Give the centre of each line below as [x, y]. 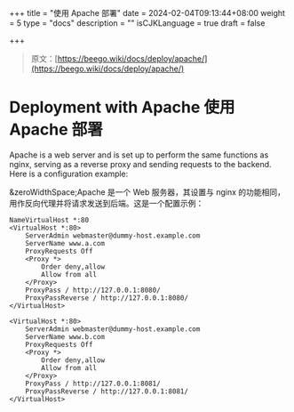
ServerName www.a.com [65, 243]
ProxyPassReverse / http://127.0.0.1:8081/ [107, 391]
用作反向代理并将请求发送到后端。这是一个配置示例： [107, 203]
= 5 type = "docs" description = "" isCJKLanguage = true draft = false [137, 23]
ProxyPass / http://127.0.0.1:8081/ [93, 384]
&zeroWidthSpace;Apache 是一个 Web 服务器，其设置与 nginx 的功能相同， [147, 192]
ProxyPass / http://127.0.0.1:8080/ [93, 290]
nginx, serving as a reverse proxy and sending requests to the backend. [141, 164]
